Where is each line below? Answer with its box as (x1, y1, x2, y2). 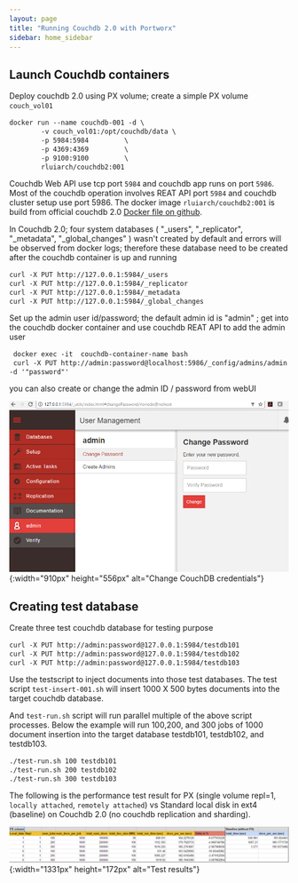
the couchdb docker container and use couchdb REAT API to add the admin (9, 322, 286, 333)
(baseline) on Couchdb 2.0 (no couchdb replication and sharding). (9, 808, 251, 819)
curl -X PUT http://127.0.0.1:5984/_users (9, 271, 169, 280)
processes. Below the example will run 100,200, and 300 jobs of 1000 (9, 720, 263, 730)
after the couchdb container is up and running (9, 252, 177, 263)
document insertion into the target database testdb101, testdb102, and (9, 728, 264, 739)
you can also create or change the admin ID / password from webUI (9, 383, 257, 394)
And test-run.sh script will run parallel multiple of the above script (9, 710, 253, 720)
